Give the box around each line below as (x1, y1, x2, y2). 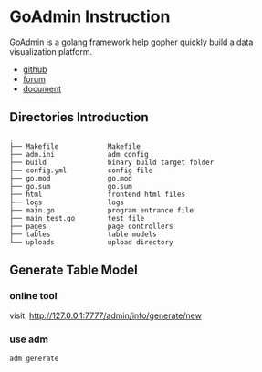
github (22, 64, 47, 75)
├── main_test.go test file (9, 213, 145, 222)
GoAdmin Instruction (9, 6, 171, 27)
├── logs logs (9, 198, 125, 207)
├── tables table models (9, 230, 157, 239)
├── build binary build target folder (9, 158, 215, 167)
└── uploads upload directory (9, 237, 173, 247)
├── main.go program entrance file (9, 205, 194, 215)
